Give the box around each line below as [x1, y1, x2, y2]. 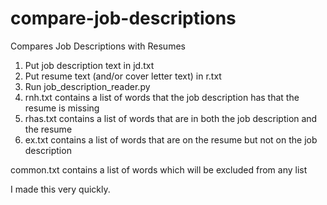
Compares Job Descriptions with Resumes [10, 40, 186, 52]
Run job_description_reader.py [24, 80, 151, 92]
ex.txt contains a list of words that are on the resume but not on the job [24, 133, 318, 146]
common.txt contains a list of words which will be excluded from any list [10, 163, 308, 176]
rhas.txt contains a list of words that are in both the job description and [24, 112, 318, 124]
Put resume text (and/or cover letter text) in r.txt [24, 70, 222, 82]
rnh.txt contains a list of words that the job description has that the [24, 91, 300, 103]
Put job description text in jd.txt [24, 59, 155, 71]
